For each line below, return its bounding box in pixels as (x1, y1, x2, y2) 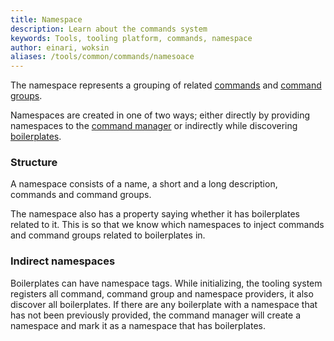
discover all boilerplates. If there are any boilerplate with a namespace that (10, 298, 318, 310)
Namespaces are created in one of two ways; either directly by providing (10, 109, 311, 121)
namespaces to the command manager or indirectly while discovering (10, 120, 298, 132)
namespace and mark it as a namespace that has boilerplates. (10, 319, 266, 331)
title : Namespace (10, 14, 83, 25)
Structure (10, 156, 58, 170)
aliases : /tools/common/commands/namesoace (10, 52, 195, 62)
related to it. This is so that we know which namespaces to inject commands (10, 219, 325, 231)
